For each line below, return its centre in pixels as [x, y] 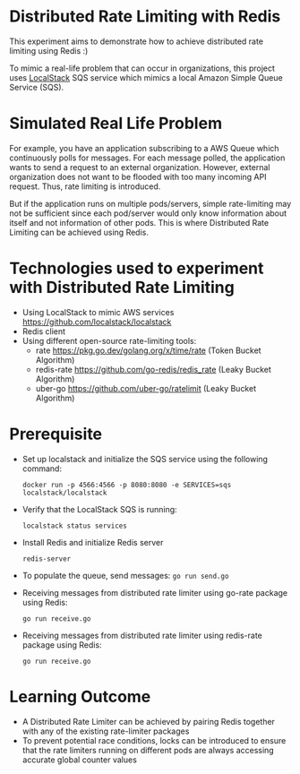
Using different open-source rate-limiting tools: [109, 340]
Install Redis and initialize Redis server [93, 542]
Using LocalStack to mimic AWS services [98, 312]
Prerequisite [56, 434]
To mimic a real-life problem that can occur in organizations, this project [142, 68]
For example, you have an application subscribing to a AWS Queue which [144, 148]
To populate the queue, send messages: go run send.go [125, 575]
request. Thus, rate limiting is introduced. [85, 186]
